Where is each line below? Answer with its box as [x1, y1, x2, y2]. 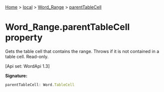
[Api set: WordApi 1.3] [5, 63, 50, 69]
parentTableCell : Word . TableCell [5, 82, 75, 87]
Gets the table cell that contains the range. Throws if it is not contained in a [5, 48, 160, 54]
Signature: [5, 73, 27, 79]
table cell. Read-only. [5, 53, 49, 59]
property [5, 32, 43, 44]
